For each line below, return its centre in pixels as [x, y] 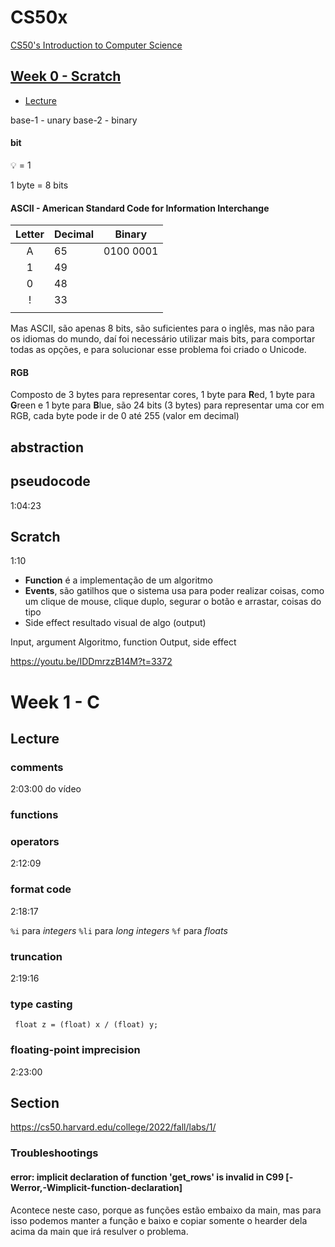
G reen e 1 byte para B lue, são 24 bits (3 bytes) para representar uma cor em [167, 405]
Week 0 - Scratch [66, 76]
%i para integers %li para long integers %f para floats [119, 930]
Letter [30, 234]
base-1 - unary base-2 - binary [74, 120]
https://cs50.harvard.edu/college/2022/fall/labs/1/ [113, 1127]
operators [35, 842]
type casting [41, 1004]
